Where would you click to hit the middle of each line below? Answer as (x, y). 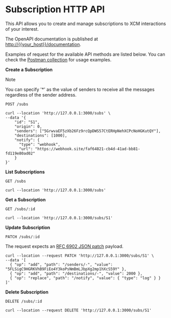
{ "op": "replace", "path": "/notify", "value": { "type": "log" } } (85, 278)
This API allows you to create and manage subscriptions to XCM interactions (86, 24)
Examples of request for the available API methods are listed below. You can (85, 54)
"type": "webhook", (39, 144)
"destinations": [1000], (41, 135)
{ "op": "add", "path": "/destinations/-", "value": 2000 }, (76, 274)
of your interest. (22, 29)
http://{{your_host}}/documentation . (43, 44)
